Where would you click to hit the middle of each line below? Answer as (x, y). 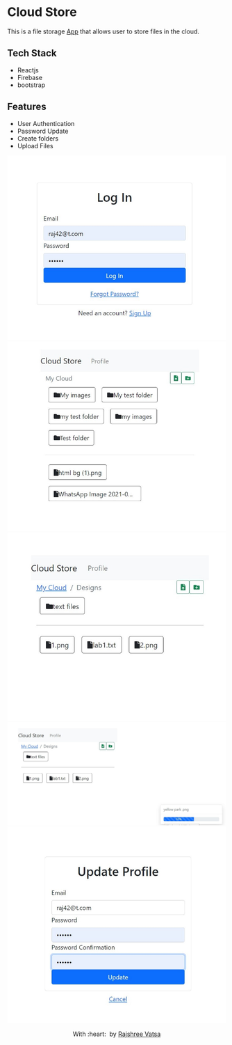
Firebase (30, 77)
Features (27, 107)
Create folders (38, 138)
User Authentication (46, 123)
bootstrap (31, 85)
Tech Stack (32, 53)
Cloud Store (42, 12)
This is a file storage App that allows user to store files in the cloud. (103, 31)
